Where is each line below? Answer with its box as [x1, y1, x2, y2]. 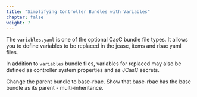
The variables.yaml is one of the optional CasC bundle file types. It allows [6, 36, 189, 43]
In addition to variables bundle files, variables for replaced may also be [6, 60, 182, 67]
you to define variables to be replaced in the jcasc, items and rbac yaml [6, 42, 182, 49]
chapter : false [6, 14, 44, 20]
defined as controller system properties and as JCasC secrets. [6, 67, 160, 74]
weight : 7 [6, 20, 31, 26]
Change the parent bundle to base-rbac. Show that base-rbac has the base [6, 78, 192, 85]
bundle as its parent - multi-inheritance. [6, 85, 104, 92]
